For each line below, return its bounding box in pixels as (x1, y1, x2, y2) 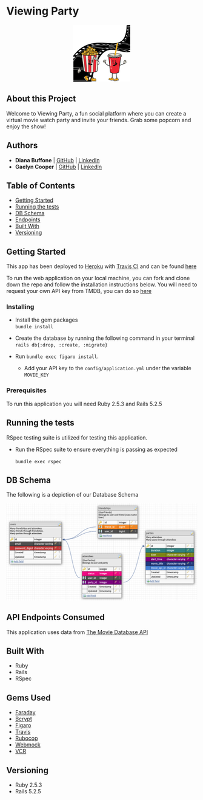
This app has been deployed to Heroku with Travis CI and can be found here (6, 263, 197, 270)
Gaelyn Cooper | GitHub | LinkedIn (15, 163, 102, 170)
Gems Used (6, 692, 52, 703)
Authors (6, 140, 38, 151)
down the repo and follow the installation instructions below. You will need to (6, 281, 198, 288)
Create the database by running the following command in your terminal (15, 334, 195, 342)
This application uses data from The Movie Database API (6, 628, 148, 636)
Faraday (15, 709, 36, 716)
